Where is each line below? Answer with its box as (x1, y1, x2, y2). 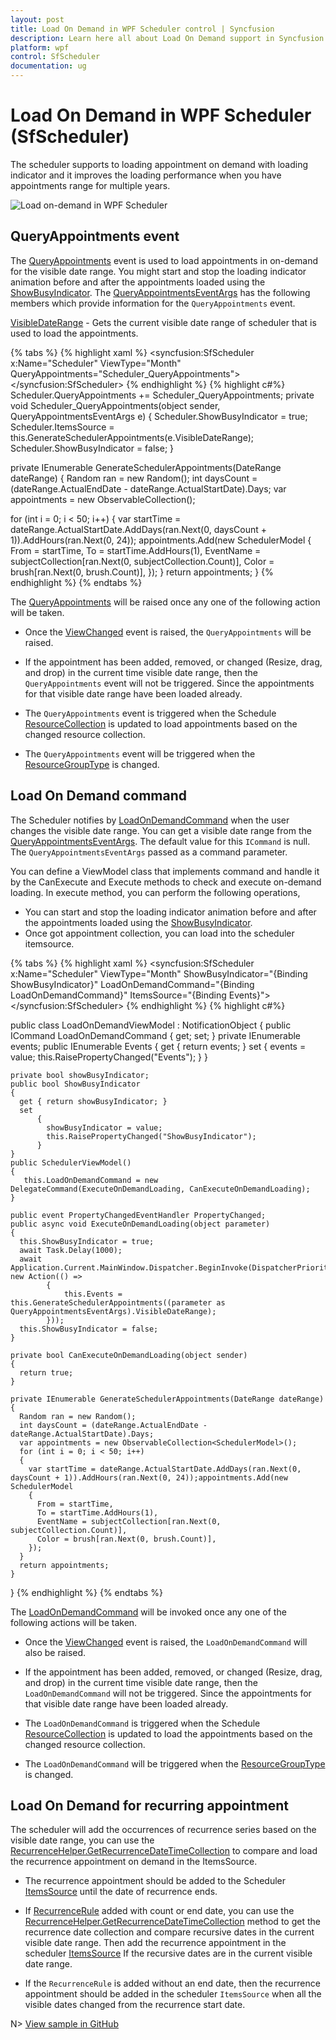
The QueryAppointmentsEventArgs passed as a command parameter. (10, 846, 288, 858)
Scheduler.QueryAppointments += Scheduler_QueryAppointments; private (10, 389, 315, 401)
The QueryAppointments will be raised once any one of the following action (10, 596, 321, 608)
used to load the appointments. (10, 327, 139, 339)
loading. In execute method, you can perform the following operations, (10, 886, 301, 898)
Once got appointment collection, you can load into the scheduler (24, 927, 295, 939)
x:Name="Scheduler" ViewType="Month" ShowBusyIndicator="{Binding (10, 967, 308, 980)
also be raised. (24, 1646, 87, 1658)
